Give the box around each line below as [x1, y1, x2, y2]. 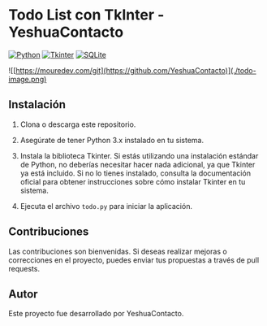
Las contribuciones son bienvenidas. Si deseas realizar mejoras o [8, 246, 227, 256]
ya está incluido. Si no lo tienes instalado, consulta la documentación [19, 168, 252, 178]
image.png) [8, 74, 47, 84]
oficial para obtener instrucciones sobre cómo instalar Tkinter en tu [19, 176, 246, 186]
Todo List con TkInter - [8, 6, 165, 24]
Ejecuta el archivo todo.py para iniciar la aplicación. [19, 201, 193, 211]
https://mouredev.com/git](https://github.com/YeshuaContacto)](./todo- [15, 65, 257, 75]
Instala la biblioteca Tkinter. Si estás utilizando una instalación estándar [19, 150, 259, 160]
